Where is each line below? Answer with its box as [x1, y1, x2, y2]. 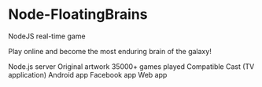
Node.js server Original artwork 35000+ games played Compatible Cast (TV [8, 61, 255, 71]
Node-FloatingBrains [8, 5, 148, 24]
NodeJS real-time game [8, 31, 86, 41]
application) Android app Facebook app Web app [8, 70, 168, 79]
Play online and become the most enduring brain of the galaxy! [8, 46, 212, 56]
